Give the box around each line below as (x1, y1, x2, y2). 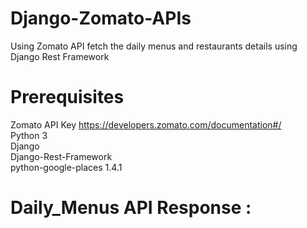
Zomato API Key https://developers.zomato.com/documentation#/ (10, 118, 282, 131)
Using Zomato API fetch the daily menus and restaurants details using (10, 40, 298, 52)
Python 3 (10, 129, 48, 141)
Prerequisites (10, 86, 125, 109)
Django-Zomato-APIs (10, 7, 192, 30)
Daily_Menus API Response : (10, 197, 252, 219)
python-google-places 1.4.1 (10, 161, 123, 173)
